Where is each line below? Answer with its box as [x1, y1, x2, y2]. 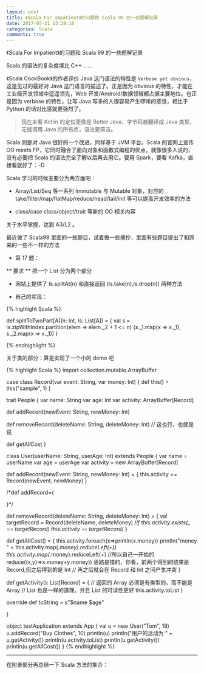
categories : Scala [6, 26, 53, 32]
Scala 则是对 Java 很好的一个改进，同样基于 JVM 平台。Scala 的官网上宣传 [6, 139, 194, 146]
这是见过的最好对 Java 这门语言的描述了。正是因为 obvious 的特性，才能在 [6, 83, 193, 90]
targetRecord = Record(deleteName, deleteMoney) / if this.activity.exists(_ [6, 519, 191, 526]
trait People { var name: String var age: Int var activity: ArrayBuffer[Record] [6, 397, 194, 404]
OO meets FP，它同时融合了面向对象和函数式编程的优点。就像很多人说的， [6, 147, 194, 154]
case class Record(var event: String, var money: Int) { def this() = [6, 378, 169, 386]
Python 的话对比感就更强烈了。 [6, 105, 84, 113]
